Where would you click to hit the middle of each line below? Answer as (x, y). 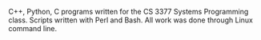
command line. (33, 28)
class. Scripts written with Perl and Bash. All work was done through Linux (131, 20)
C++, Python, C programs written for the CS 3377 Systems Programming (128, 12)
